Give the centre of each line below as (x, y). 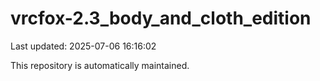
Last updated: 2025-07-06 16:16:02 (83, 46)
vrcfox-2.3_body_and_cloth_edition (161, 18)
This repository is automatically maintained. (100, 65)
